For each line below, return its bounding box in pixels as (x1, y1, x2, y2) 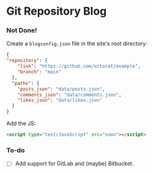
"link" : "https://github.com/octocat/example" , (17, 63, 141, 70)
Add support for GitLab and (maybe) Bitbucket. (15, 160, 134, 167)
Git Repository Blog (6, 4, 107, 18)
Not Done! (6, 26, 37, 35)
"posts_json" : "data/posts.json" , (17, 86, 105, 92)
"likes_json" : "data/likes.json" (17, 97, 103, 103)
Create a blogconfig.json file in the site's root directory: (6, 40, 148, 47)
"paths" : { (12, 80, 40, 86)
